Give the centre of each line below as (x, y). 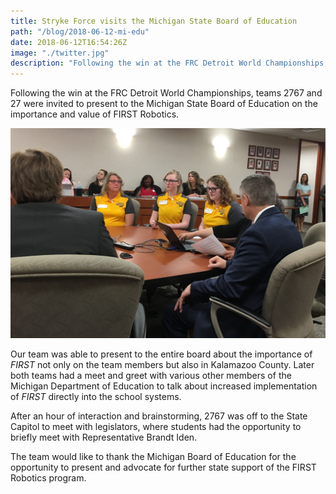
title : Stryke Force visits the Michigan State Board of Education (154, 21)
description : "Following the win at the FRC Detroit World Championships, (169, 63)
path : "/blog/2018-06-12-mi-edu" (80, 31)
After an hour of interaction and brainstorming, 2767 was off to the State (159, 416)
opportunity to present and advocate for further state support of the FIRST (163, 467)
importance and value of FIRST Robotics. (95, 114)
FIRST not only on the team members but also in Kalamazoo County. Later (162, 364)
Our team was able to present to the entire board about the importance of (161, 354)
